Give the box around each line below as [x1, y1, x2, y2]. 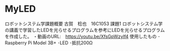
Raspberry [5, 39, 27, 46]
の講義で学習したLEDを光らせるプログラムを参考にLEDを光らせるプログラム [5, 27, 165, 33]
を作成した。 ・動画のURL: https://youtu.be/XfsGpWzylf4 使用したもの [5, 33, 157, 39]
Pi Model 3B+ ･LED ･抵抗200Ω [28, 39, 93, 46]
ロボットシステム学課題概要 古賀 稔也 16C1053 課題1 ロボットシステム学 [5, 20, 163, 27]
